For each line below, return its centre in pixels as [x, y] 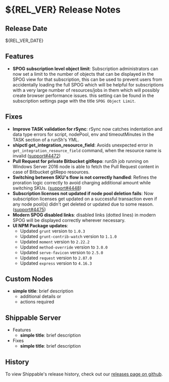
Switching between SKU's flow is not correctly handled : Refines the [85, 177]
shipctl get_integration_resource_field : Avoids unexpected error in [83, 145]
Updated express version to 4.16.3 [56, 263]
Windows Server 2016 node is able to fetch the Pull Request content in [86, 166]
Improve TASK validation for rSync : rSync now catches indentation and [88, 129]
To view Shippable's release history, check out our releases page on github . [84, 374]
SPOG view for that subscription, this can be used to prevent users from [87, 79]
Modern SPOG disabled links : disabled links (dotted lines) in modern [84, 215]
